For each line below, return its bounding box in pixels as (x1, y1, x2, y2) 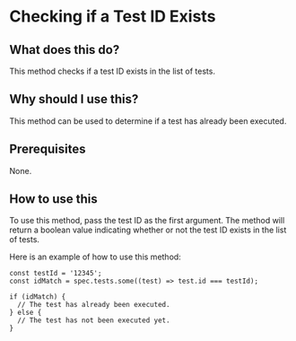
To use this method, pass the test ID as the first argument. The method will (9, 215, 285, 226)
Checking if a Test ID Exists (9, 6, 216, 27)
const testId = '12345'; (9, 269, 102, 278)
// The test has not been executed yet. (17, 316, 170, 325)
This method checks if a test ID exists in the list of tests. (9, 66, 215, 76)
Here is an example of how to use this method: (9, 251, 181, 262)
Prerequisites (9, 142, 86, 157)
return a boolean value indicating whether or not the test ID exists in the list (9, 224, 287, 235)
